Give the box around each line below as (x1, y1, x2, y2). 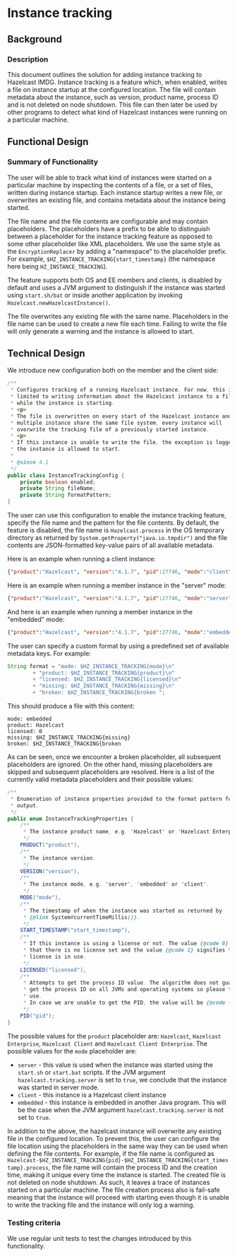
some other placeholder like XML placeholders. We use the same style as (7, 239, 221, 248)
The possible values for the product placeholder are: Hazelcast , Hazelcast (7, 1031, 221, 1040)
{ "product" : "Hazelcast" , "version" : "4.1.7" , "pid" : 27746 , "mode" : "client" (7, 568, 232, 575)
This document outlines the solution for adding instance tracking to (7, 70, 202, 78)
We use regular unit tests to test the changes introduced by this (7, 1234, 192, 1242)
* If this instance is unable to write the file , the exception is (10, 439, 213, 446)
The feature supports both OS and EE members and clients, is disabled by (7, 276, 222, 284)
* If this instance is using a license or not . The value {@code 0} (23, 940, 229, 947)
